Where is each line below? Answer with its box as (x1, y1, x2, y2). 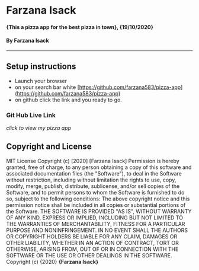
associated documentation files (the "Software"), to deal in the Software (6, 170, 182, 177)
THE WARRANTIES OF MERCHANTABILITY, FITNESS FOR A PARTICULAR (6, 220, 185, 227)
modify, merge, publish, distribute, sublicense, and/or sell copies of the (6, 182, 180, 190)
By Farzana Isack (6, 37, 49, 44)
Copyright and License (6, 142, 92, 152)
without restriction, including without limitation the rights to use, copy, (6, 176, 176, 183)
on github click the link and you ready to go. (14, 96, 123, 103)
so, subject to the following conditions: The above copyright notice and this (6, 195, 190, 202)
